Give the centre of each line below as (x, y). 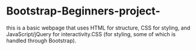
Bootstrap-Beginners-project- (84, 11)
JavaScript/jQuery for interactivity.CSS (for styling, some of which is (91, 34)
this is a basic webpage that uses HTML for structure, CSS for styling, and (98, 28)
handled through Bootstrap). (41, 40)
